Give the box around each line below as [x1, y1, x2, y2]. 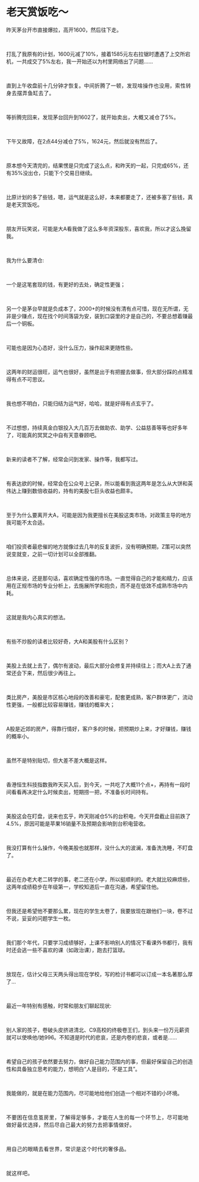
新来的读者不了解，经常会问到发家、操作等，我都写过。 [6, 456, 141, 463]
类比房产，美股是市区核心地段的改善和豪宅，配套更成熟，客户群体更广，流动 [6, 694, 193, 701]
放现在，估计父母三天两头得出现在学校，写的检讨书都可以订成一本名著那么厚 [6, 970, 193, 977]
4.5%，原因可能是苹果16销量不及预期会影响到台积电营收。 [6, 820, 149, 827]
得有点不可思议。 [6, 375, 48, 382]
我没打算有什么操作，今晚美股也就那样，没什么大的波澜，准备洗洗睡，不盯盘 [6, 844, 193, 851]
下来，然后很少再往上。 [21, 669, 79, 676]
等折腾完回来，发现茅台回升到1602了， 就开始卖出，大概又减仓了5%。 [6, 114, 179, 121]
